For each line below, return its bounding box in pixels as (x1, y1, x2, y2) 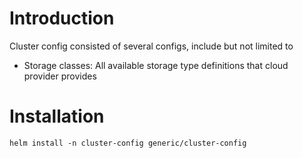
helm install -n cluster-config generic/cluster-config (9, 138, 247, 148)
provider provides (23, 70, 97, 82)
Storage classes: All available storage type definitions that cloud (23, 59, 289, 71)
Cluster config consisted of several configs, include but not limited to (9, 40, 294, 52)
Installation (9, 105, 105, 128)
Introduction (9, 7, 115, 30)
